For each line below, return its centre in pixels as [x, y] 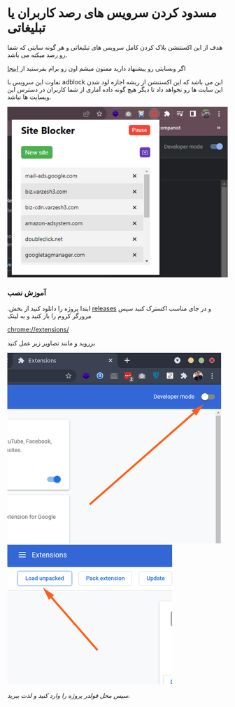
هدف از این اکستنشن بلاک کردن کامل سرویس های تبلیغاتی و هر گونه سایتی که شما [115, 47]
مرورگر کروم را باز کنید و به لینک [49, 316]
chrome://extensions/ [38, 329]
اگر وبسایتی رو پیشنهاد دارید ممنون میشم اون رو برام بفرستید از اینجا [97, 68]
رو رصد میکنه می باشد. [37, 55]
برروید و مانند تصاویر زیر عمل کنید [51, 343]
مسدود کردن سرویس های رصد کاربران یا [112, 13]
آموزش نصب [27, 293]
